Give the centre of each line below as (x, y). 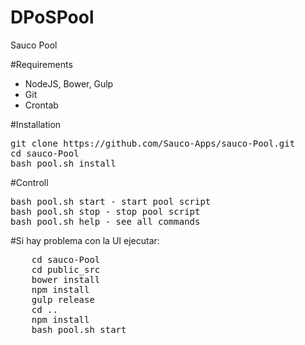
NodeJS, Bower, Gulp (69, 83)
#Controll (29, 182)
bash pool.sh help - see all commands (105, 221)
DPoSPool (52, 17)
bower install (66, 279)
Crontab (41, 105)
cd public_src (66, 269)
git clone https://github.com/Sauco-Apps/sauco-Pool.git (153, 143)
